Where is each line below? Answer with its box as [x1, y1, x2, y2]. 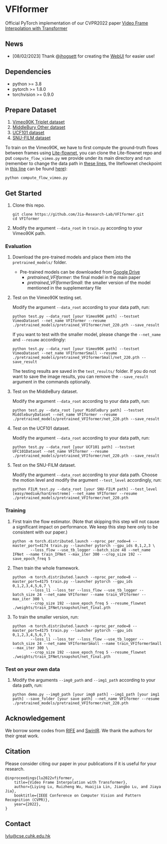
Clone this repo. [12, 202, 45, 208]
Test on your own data [5, 665, 60, 672]
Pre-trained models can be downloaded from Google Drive [19, 269, 140, 275]
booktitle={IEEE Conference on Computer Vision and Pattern [14, 793, 141, 798]
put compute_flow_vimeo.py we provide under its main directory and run [5, 155, 151, 161]
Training [5, 507, 26, 514]
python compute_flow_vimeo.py [5, 176, 68, 181]
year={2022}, [14, 802, 41, 807]
